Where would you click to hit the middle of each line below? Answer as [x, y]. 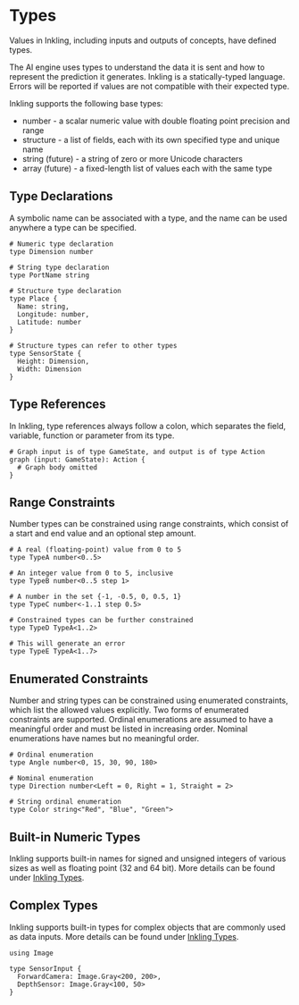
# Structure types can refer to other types [93, 345]
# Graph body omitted [58, 467]
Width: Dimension [50, 369]
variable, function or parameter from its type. [92, 435]
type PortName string [50, 275]
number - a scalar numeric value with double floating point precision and [156, 121]
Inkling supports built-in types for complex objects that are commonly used [147, 927]
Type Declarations [61, 196]
